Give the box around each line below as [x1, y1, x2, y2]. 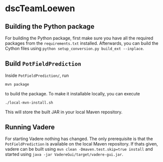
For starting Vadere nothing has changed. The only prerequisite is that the [5, 136, 153, 142]
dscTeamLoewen [5, 3, 75, 14]
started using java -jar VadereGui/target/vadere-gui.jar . [5, 151, 123, 157]
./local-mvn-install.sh [5, 100, 54, 105]
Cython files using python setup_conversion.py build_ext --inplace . [5, 46, 145, 51]
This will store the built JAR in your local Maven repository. [5, 109, 123, 115]
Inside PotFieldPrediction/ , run [5, 72, 69, 78]
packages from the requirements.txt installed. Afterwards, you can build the [5, 40, 159, 46]
